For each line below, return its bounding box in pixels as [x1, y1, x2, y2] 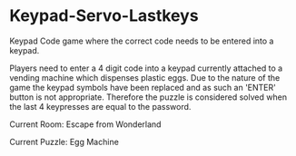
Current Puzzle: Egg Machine [9, 136, 120, 147]
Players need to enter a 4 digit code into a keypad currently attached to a [9, 63, 283, 73]
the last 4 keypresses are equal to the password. [9, 101, 192, 112]
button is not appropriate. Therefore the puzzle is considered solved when [9, 92, 288, 102]
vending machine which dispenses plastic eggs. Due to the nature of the [9, 72, 281, 83]
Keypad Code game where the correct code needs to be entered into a [9, 35, 274, 46]
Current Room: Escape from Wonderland [9, 119, 162, 130]
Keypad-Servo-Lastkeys [9, 5, 199, 26]
